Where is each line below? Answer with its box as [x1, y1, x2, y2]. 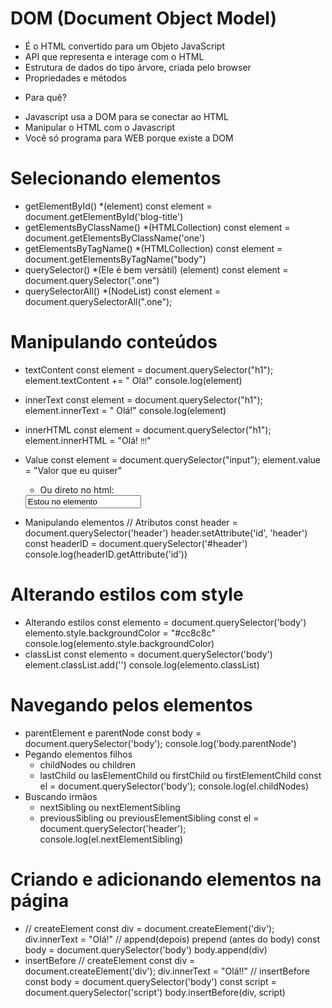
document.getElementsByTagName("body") [24, 253, 207, 265]
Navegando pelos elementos [10, 693, 253, 716]
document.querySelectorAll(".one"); [24, 295, 173, 307]
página [10, 889, 70, 912]
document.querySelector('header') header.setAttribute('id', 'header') [24, 527, 308, 539]
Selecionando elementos [10, 167, 222, 190]
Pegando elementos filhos [24, 748, 133, 760]
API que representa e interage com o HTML [24, 50, 205, 62]
